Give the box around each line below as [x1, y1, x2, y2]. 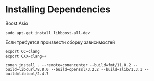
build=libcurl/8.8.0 [5, 67, 49, 72]
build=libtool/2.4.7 [5, 71, 49, 76]
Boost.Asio [5, 20, 28, 26]
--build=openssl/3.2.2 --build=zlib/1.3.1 [50, 67, 143, 72]
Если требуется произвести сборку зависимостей [5, 39, 115, 45]
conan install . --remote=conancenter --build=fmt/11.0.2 [5, 62, 131, 67]
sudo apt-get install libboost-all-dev [5, 30, 90, 35]
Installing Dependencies [5, 4, 111, 15]
